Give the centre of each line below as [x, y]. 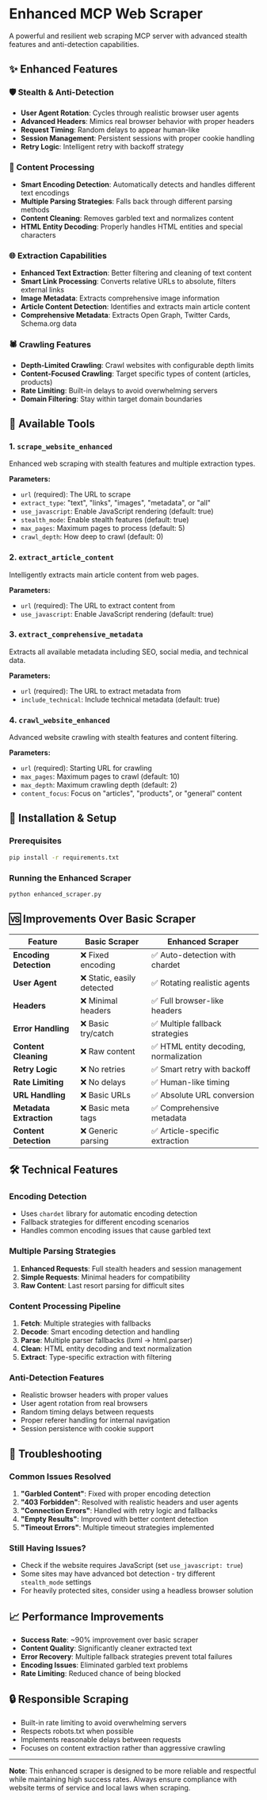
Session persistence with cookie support [87, 1429]
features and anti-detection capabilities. [74, 44]
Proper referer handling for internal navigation [95, 1420]
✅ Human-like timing [191, 1082]
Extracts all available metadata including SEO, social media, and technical [129, 652]
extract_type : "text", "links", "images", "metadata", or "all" [115, 503]
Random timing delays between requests [87, 1412]
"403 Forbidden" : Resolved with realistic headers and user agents [129, 1502]
